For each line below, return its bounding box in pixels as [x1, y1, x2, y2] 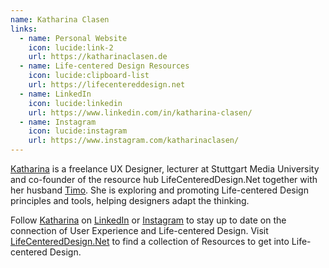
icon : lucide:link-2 [28, 42, 114, 53]
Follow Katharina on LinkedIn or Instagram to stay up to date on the [10, 214, 287, 226]
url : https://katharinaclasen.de [28, 52, 168, 62]
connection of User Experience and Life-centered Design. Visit [10, 225, 269, 236]
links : [10, 24, 38, 34]
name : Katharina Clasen [10, 14, 110, 25]
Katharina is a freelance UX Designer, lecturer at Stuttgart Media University [10, 163, 320, 175]
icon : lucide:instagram [28, 126, 128, 136]
